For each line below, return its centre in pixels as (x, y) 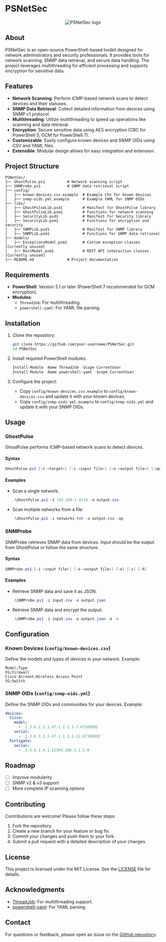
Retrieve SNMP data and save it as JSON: (55, 591)
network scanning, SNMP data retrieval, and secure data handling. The (77, 60)
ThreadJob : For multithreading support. (52, 901)
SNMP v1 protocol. (31, 114)
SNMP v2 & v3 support (36, 783)
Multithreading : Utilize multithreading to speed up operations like (79, 119)
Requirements (27, 275)
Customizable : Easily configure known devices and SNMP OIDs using (83, 140)
